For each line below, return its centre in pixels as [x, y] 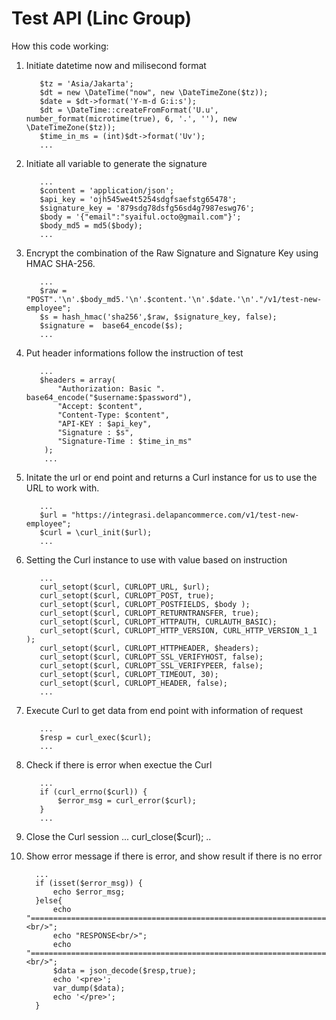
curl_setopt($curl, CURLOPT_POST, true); [127, 595]
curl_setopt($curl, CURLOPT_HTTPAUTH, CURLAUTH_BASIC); [158, 622]
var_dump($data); [89, 988]
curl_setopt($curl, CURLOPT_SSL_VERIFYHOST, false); [151, 657]
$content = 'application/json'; [107, 190]
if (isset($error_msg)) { [89, 883]
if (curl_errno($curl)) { [93, 792]
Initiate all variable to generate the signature [116, 163]
